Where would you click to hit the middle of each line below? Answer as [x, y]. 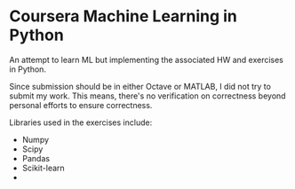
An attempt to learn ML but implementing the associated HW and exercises [147, 59]
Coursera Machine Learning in [124, 16]
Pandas [36, 158]
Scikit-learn [43, 168]
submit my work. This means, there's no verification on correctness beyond [147, 96]
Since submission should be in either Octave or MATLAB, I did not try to [140, 86]
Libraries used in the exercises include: [81, 122]
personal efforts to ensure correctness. [81, 105]
